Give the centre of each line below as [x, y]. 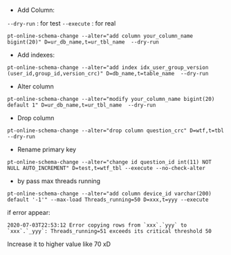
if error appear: [29, 212]
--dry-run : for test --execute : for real [62, 23]
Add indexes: [36, 55]
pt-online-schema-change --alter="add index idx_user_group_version [108, 68]
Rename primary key [47, 149]
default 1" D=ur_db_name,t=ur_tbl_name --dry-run [82, 105]
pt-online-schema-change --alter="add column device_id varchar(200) [110, 193]
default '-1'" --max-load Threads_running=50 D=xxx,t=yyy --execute [108, 200]
